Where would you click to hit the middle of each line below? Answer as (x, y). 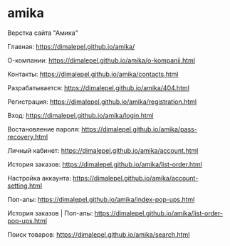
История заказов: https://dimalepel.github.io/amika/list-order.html (105, 164)
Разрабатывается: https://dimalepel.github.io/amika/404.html (99, 87)
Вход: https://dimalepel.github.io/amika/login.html (81, 115)
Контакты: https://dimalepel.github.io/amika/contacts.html (93, 74)
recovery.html (28, 137)
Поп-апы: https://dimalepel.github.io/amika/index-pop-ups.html (101, 199)
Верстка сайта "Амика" (43, 33)
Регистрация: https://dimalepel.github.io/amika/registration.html (102, 102)
